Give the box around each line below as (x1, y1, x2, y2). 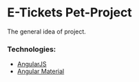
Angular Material (17, 67, 65, 76)
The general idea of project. (7, 27, 86, 36)
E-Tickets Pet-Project (7, 5, 132, 20)
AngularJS (17, 60, 47, 68)
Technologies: (7, 44, 56, 54)
